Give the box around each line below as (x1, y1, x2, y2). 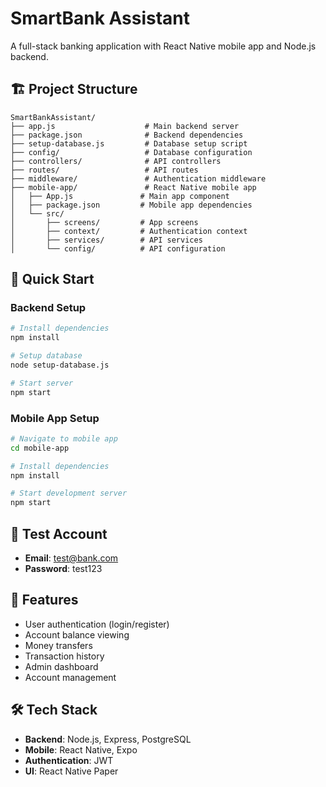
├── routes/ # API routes (10, 165, 199, 175)
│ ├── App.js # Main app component (10, 191, 230, 201)
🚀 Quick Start (10, 271, 95, 288)
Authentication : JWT (24, 754, 114, 766)
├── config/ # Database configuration (10, 147, 253, 157)
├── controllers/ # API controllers (10, 156, 222, 166)
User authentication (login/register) (24, 618, 170, 630)
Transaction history (24, 650, 105, 662)
